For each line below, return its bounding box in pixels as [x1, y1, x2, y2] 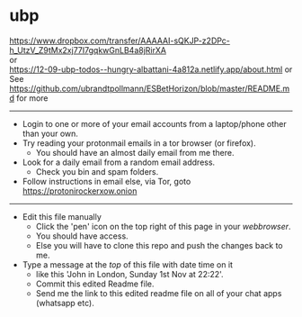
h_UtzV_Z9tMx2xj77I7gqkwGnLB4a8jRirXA [9, 44, 166, 55]
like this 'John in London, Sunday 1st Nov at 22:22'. [35, 268, 224, 279]
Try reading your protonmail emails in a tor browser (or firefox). [22, 137, 256, 149]
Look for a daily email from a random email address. [22, 157, 216, 168]
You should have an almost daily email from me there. [35, 147, 235, 158]
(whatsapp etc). [35, 297, 94, 308]
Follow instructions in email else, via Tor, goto [22, 176, 191, 186]
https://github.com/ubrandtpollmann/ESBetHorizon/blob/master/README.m [9, 83, 290, 94]
